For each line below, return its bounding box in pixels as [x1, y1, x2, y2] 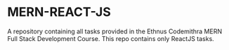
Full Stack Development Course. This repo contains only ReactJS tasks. [7, 34, 214, 42]
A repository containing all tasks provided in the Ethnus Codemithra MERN [7, 27, 223, 35]
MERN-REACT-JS [7, 4, 111, 20]
